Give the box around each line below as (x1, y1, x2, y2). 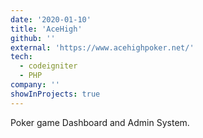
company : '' (10, 80, 60, 90)
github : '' (10, 33, 56, 43)
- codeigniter (19, 61, 78, 71)
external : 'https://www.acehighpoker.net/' (10, 42, 195, 53)
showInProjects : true (10, 89, 101, 99)
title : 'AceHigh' (10, 24, 83, 34)
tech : (10, 52, 33, 62)
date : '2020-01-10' (10, 14, 92, 25)
